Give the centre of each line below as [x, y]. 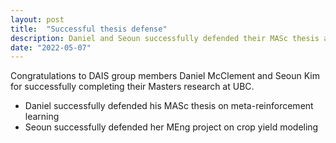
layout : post [37, 19]
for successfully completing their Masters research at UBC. [132, 87]
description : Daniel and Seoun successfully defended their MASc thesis [165, 38]
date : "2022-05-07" [51, 47]
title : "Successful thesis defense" [89, 29]
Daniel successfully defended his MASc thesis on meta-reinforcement [169, 106]
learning [42, 117]
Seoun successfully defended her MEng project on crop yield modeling [171, 127]
